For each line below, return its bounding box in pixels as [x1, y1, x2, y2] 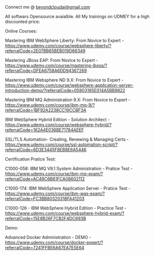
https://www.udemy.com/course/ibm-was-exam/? [5, 191, 105, 196]
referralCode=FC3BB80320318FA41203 [5, 196, 85, 201]
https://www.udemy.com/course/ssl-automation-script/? [5, 142, 118, 147]
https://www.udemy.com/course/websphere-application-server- [5, 82, 134, 88]
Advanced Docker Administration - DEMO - [5, 235, 91, 240]
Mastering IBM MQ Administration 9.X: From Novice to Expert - [5, 97, 131, 103]
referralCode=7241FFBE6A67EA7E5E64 [5, 245, 85, 250]
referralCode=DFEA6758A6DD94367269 [5, 68, 87, 73]
